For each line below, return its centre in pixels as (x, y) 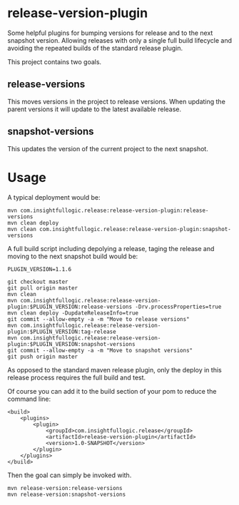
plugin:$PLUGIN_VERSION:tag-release (62, 332)
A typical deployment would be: (54, 197)
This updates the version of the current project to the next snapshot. (108, 148)
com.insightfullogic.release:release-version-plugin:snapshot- (135, 229)
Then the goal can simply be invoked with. (70, 475)
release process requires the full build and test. (77, 377)
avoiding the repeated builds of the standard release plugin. (95, 48)
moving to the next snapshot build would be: (73, 256)
